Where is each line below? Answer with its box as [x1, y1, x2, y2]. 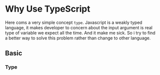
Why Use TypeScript [5, 3, 90, 15]
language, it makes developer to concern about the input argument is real [5, 24, 153, 30]
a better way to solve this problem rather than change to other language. [5, 35, 151, 41]
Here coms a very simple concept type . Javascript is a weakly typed [5, 19, 142, 25]
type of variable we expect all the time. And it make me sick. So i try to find [5, 30, 156, 36]
